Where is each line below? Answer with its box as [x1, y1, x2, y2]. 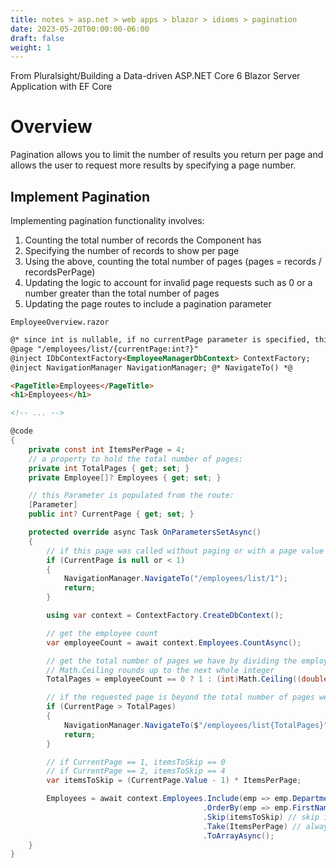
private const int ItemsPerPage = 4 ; [28, 444, 186, 455]
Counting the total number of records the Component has [24, 234, 262, 246]
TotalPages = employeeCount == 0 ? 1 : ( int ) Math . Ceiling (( [46, 674, 302, 685]
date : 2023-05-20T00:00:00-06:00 [10, 24, 150, 34]
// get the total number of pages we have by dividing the [46, 656, 298, 666]
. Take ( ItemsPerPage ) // [202, 821, 302, 831]
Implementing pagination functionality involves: [10, 215, 205, 226]
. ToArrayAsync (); [202, 831, 275, 841]
